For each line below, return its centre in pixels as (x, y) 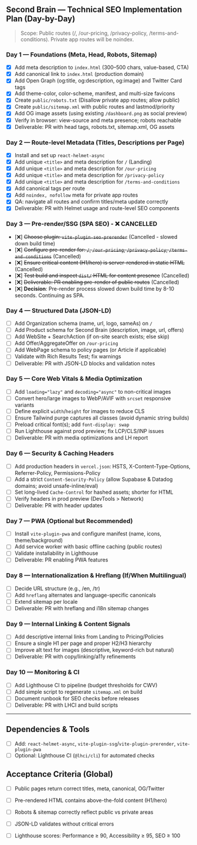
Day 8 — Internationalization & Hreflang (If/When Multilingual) (96, 575)
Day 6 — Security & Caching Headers (60, 454)
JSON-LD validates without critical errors (64, 824)
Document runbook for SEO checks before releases (77, 698)
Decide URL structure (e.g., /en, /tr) (57, 588)
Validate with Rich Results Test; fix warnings (68, 357)
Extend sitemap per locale (46, 601)
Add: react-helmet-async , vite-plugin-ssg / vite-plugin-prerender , (95, 743)
